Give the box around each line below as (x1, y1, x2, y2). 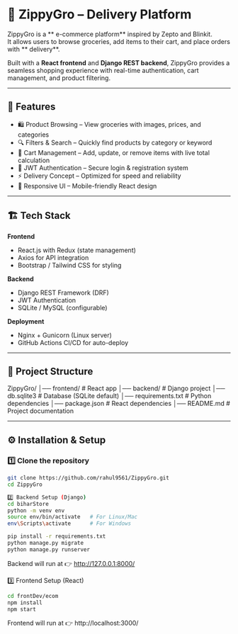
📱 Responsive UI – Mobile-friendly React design (17, 181, 157, 190)
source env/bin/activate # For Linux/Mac (7, 514, 138, 521)
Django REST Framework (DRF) (17, 288, 110, 297)
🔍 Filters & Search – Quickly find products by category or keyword (17, 138, 212, 147)
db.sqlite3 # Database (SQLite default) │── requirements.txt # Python (7, 392, 212, 400)
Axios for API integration (17, 253, 89, 261)
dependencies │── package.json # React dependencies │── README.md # (7, 400, 230, 408)
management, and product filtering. (7, 74, 111, 82)
